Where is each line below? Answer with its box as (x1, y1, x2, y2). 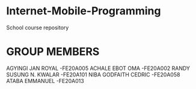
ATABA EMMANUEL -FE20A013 (6, 77, 84, 84)
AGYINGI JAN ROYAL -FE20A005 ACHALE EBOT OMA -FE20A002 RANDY (6, 65, 191, 72)
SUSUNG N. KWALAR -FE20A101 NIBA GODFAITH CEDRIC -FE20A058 (6, 70, 180, 78)
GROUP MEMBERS (6, 45, 100, 59)
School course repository (6, 24, 69, 31)
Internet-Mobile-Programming (6, 4, 161, 18)
